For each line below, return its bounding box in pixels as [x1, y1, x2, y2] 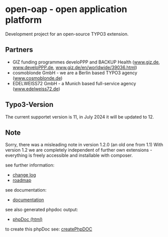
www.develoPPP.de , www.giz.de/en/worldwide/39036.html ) [12, 64, 137, 70]
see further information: [5, 162, 54, 168]
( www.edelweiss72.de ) [12, 86, 60, 92]
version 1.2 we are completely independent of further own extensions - [5, 147, 152, 153]
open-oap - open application [5, 4, 127, 15]
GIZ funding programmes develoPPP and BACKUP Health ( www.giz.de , [12, 59, 160, 65]
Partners [5, 45, 34, 54]
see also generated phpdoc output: [5, 207, 78, 213]
